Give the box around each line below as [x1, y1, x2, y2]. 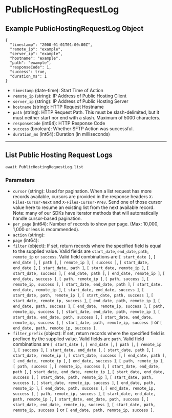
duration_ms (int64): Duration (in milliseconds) [12, 131, 110, 137]
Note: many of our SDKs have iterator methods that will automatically [12, 210, 159, 216]
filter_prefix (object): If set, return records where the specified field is [12, 330, 165, 337]
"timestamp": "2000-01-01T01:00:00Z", [10, 42, 93, 47]
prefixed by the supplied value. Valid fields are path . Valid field [12, 336, 144, 342]
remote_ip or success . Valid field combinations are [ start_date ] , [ [12, 254, 156, 260]
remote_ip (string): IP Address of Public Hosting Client [12, 93, 127, 99]
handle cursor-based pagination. [12, 215, 82, 222]
